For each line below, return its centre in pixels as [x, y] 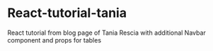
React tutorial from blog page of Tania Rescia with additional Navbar [107, 33]
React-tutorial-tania [67, 13]
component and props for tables [54, 40]
